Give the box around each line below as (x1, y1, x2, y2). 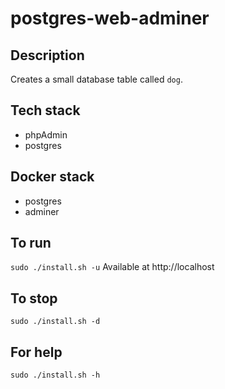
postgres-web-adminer (10, 7, 210, 30)
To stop (10, 290, 58, 307)
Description (10, 47, 85, 64)
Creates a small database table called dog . (10, 73, 183, 85)
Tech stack (10, 102, 81, 119)
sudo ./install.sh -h (10, 370, 101, 381)
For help (10, 343, 63, 361)
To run (10, 235, 52, 252)
